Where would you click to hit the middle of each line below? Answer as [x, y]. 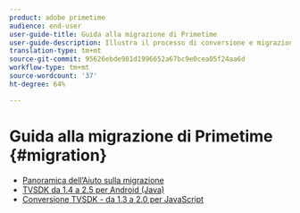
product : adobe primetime [57, 17]
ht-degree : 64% [37, 84]
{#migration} [58, 155]
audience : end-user [46, 26]
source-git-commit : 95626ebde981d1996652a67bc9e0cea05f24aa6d [127, 59]
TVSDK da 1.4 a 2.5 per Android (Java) [93, 190]
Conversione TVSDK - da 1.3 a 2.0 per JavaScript [112, 199]
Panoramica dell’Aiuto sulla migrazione [93, 180]
